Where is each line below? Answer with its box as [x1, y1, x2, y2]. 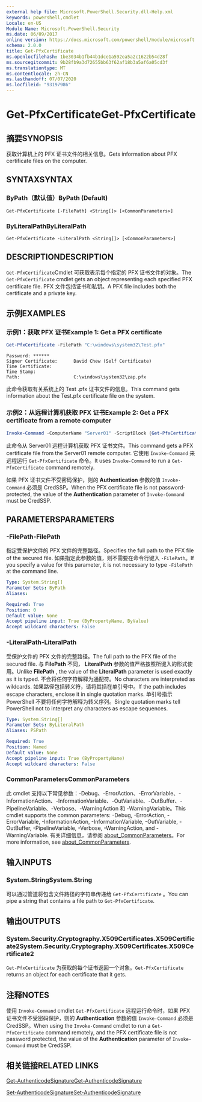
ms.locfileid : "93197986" [6, 82, 71, 88]
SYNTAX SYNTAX [6, 174, 73, 185]
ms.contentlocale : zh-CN [6, 71, 69, 77]
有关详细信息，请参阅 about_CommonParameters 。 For [50, 831, 185, 839]
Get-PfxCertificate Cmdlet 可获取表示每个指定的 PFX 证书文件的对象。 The [6, 269, 192, 276]
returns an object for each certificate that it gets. [6, 971, 127, 978]
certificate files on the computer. [6, 158, 87, 164]
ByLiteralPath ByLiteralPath [6, 221, 87, 230]
